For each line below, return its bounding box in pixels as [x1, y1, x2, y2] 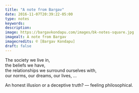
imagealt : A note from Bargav [5, 35, 67, 40]
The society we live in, [5, 57, 50, 63]
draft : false [5, 44, 32, 48]
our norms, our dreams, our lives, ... [5, 72, 77, 78]
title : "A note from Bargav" [5, 7, 64, 12]
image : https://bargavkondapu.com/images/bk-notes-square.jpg [5, 30, 134, 35]
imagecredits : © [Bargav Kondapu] [5, 39, 76, 44]
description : [5, 25, 32, 30]
